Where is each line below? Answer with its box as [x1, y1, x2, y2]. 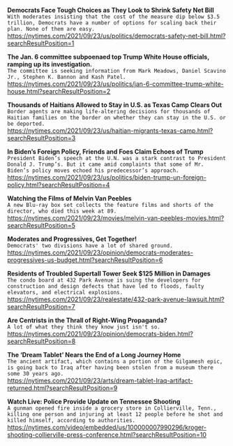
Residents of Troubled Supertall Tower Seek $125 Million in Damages [7, 269, 211, 278]
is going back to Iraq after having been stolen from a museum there [7, 364, 214, 371]
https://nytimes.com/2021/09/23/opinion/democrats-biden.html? [7, 330, 193, 338]
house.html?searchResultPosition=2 [7, 87, 111, 95]
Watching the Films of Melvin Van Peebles [7, 194, 132, 202]
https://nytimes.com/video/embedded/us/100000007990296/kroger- [7, 423, 207, 431]
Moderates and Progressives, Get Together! [7, 235, 137, 243]
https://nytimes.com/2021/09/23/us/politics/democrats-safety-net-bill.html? [7, 31, 226, 40]
